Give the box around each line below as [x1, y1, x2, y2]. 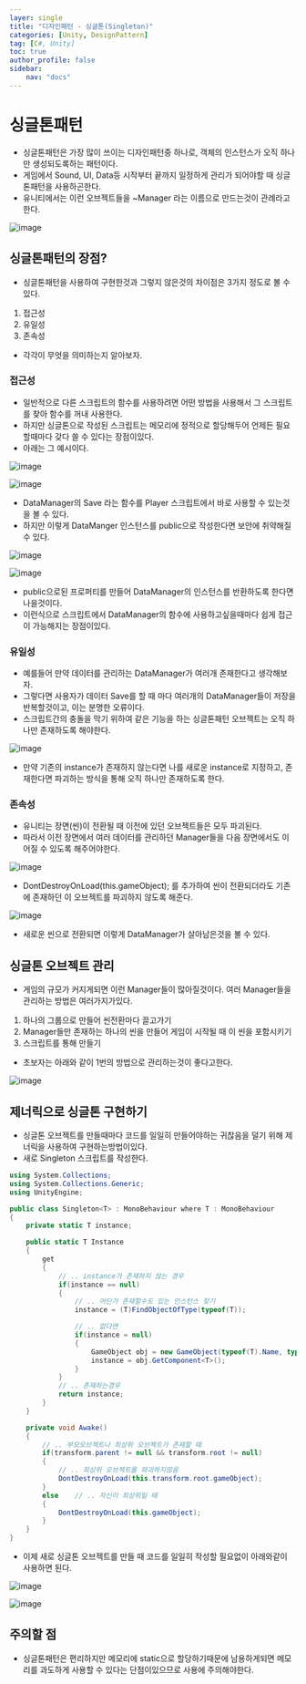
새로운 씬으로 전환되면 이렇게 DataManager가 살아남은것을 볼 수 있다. [22, 929, 270, 940]
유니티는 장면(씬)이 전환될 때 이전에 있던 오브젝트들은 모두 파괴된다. [22, 821, 262, 832]
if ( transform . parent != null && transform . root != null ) [42, 1449, 263, 1458]
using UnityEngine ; [9, 1187, 84, 1197]
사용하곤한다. [54, 181, 102, 191]
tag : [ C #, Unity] [9, 38, 76, 48]
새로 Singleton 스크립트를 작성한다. [22, 1152, 148, 1163]
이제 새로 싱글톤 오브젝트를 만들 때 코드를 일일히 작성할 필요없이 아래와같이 [22, 1551, 289, 1562]
